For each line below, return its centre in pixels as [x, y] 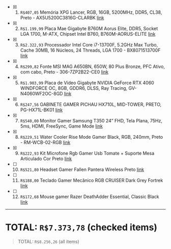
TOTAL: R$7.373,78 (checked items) [81, 227]
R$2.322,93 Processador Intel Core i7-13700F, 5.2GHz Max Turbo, [89, 45]
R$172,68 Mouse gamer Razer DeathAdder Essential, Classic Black [90, 196]
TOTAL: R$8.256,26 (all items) [49, 241]
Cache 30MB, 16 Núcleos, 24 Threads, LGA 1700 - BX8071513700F [90, 50]
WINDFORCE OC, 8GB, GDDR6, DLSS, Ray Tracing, [74, 88]
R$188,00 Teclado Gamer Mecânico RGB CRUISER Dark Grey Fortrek [92, 180]
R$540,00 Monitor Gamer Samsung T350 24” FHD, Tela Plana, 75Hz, [91, 121]
